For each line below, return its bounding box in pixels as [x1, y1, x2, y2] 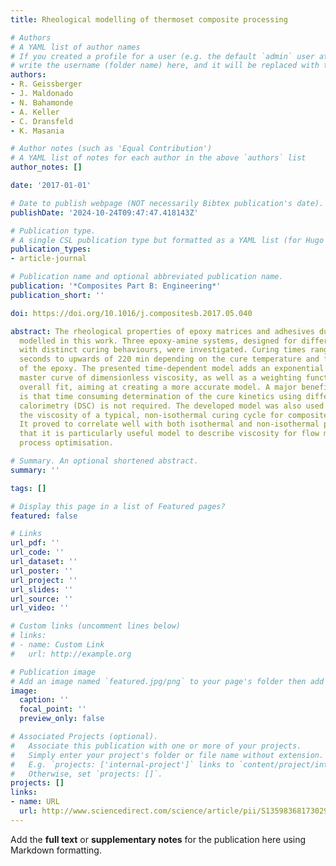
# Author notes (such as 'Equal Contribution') [10, 144, 213, 154]
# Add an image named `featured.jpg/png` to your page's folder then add [10, 676, 325, 686]
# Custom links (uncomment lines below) [10, 621, 182, 631]
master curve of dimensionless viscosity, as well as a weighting [19, 373, 302, 383]
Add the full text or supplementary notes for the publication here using [10, 833, 307, 845]
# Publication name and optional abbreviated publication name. [10, 272, 284, 282]
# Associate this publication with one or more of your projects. [10, 741, 302, 751]
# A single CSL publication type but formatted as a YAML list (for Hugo [10, 235, 325, 245]
